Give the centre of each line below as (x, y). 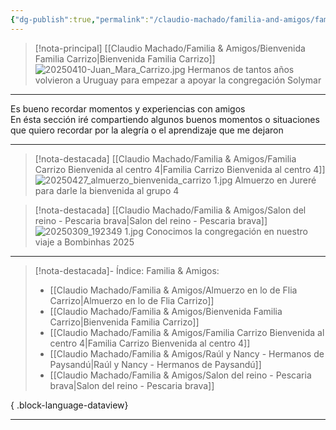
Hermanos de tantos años (241, 69)
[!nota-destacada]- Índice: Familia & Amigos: (127, 270)
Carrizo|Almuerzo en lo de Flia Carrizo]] (132, 300)
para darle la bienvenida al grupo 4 (107, 190)
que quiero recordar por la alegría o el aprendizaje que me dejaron (147, 130)
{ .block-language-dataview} (69, 405)
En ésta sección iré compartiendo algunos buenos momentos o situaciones (165, 119)
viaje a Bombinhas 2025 (84, 242)
